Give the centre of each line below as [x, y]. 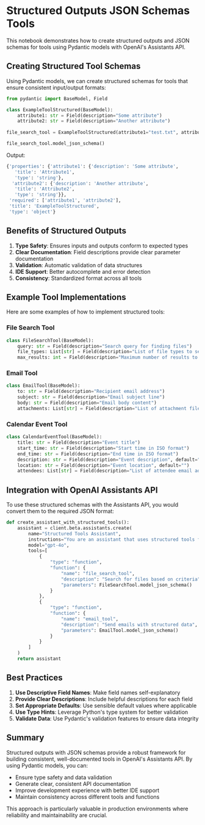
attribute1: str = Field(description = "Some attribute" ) [90, 116]
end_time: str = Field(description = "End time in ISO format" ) [98, 454]
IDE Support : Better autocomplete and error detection [83, 271]
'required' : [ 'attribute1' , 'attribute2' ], [65, 200]
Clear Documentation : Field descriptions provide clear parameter [98, 252]
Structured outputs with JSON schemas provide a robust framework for [96, 752]
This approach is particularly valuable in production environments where [97, 809]
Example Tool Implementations [66, 297]
